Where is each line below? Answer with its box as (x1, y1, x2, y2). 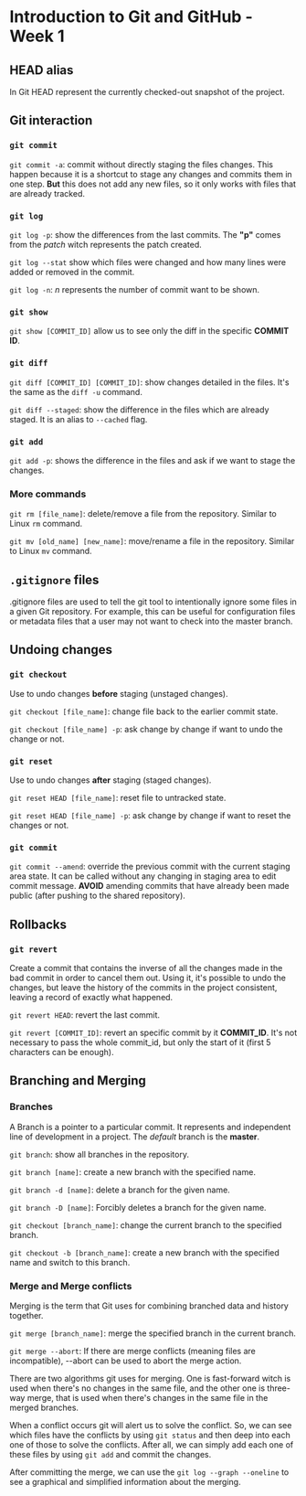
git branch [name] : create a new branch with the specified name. (9, 1166, 256, 1177)
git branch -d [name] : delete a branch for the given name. (9, 1184, 230, 1195)
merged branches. (9, 1402, 79, 1413)
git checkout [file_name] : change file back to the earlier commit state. (9, 706, 279, 717)
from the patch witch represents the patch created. (9, 239, 203, 250)
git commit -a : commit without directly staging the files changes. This (9, 158, 274, 170)
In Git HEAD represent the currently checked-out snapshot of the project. (9, 87, 285, 97)
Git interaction (9, 112, 93, 129)
